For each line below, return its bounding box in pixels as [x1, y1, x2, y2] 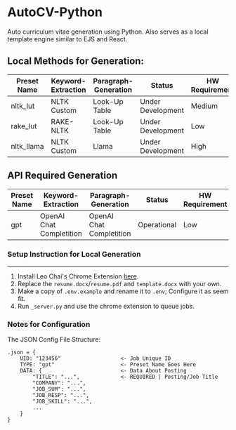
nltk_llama [11, 141, 44, 151]
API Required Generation [7, 170, 118, 182]
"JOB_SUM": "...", [32, 386, 86, 393]
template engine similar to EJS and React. [7, 34, 128, 43]
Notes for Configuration [7, 319, 91, 329]
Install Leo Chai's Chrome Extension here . [17, 271, 139, 281]
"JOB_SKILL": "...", [32, 398, 93, 405]
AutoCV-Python [7, 4, 103, 20]
